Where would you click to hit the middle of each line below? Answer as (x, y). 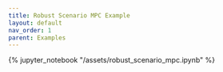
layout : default (35, 23)
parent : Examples (37, 38)
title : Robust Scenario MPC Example (69, 15)
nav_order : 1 (30, 30)
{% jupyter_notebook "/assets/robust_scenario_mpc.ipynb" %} (112, 60)
